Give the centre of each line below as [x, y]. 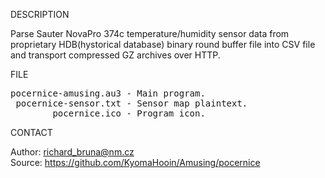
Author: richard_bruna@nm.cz [72, 152]
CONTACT [31, 132]
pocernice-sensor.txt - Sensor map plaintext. [131, 103]
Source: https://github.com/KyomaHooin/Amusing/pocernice [135, 162]
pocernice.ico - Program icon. [129, 113]
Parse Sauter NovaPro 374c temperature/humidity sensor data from [150, 33]
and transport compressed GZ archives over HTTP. [115, 55]
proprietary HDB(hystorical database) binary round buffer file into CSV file [163, 44]
